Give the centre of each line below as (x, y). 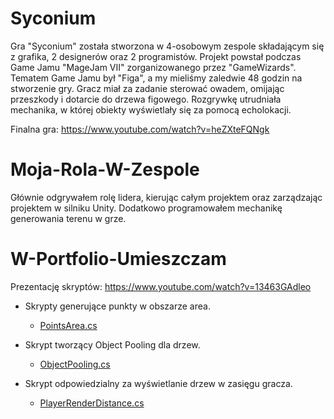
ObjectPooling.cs (75, 364)
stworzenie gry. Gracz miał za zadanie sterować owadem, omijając (147, 88)
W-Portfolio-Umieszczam (118, 259)
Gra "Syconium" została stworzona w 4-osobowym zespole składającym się (167, 46)
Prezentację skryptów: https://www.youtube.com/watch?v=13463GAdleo (161, 286)
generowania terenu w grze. (68, 218)
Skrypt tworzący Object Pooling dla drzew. (112, 344)
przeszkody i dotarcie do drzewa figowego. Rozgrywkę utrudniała (146, 99)
